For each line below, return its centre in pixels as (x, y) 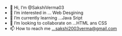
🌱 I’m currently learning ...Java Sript (46, 18)
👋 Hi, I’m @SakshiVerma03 (37, 8)
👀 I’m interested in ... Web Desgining (46, 13)
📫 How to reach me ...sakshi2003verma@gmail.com (63, 28)
